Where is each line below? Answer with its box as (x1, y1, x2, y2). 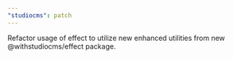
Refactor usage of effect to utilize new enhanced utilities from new (7, 33, 226, 42)
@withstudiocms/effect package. (7, 41, 116, 51)
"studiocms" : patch (7, 11, 72, 20)
